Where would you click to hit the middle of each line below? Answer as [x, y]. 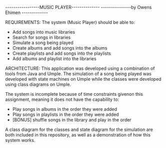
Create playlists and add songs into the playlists [61, 53]
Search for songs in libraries [41, 37]
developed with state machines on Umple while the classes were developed [83, 79]
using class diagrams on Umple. [38, 84]
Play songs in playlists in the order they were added [65, 114]
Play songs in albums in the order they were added [65, 109]
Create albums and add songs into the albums [60, 48]
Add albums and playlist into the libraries [54, 59]
